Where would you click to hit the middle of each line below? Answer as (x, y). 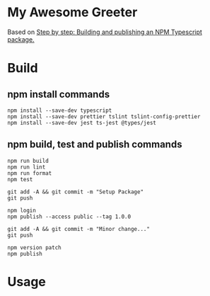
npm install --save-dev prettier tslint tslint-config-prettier (104, 116)
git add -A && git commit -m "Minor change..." (79, 229)
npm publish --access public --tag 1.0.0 (69, 217)
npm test (20, 179)
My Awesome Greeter (72, 12)
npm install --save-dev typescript (60, 110)
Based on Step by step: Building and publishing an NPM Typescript (105, 32)
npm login (22, 210)
